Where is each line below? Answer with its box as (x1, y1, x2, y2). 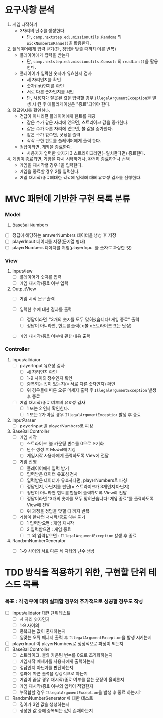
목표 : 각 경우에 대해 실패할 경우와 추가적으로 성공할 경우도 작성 (5, 598, 143, 605)
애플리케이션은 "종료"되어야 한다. (47, 101, 111, 107)
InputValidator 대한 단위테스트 (12, 610, 71, 616)
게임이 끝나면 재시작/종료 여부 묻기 (19, 514, 86, 520)
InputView (12, 268, 33, 274)
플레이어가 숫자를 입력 (19, 274, 62, 280)
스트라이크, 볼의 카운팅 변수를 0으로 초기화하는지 (19, 652, 113, 658)
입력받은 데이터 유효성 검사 (26, 471, 78, 477)
